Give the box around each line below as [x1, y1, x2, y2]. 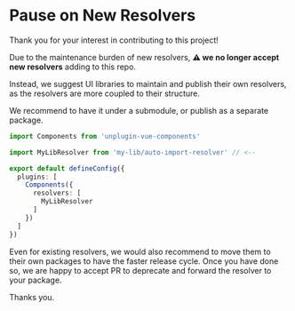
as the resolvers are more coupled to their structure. [9, 88, 201, 99]
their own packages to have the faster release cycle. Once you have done [9, 255, 279, 267]
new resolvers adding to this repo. [9, 61, 136, 72]
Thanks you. [9, 291, 55, 302]
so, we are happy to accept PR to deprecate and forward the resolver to [9, 265, 272, 275]
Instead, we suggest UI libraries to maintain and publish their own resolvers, [9, 78, 287, 89]
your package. [9, 275, 62, 285]
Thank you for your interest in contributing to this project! [9, 35, 219, 45]
